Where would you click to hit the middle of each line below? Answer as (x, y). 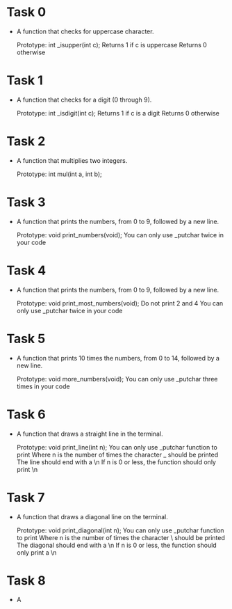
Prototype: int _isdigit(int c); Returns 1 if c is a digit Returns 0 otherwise (118, 113)
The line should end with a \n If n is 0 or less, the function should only (116, 462)
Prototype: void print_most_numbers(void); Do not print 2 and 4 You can (120, 303)
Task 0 (26, 12)
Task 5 (26, 339)
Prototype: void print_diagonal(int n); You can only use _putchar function (120, 530)
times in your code (43, 386)
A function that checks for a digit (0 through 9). (84, 100)
